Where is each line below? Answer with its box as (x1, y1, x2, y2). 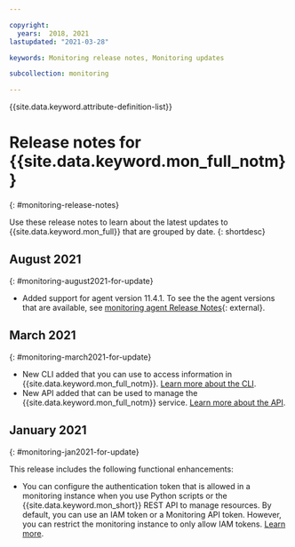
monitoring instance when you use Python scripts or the (21, 490, 228, 501)
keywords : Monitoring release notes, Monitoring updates (9, 53, 225, 62)
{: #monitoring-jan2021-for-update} (9, 446, 140, 457)
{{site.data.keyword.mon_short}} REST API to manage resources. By (21, 499, 272, 511)
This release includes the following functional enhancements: (9, 464, 234, 474)
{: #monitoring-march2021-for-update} (9, 352, 152, 362)
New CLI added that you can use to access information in (21, 369, 233, 379)
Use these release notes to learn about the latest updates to (9, 217, 228, 227)
